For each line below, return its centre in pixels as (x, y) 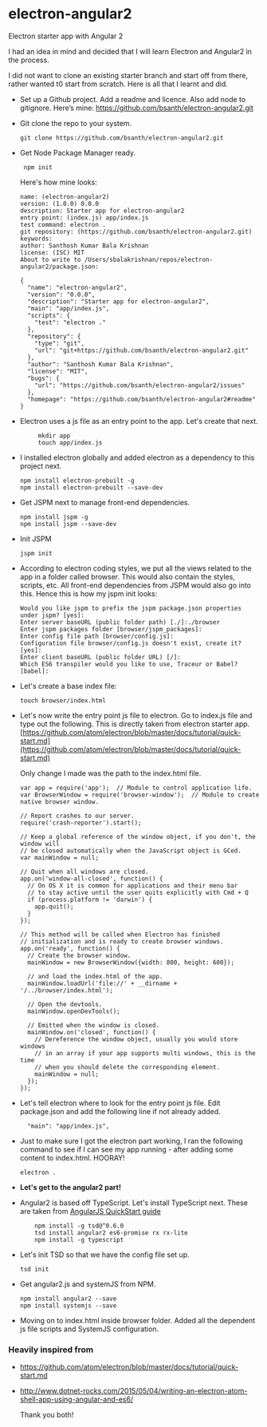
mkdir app (54, 436)
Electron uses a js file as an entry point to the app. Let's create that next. (139, 421)
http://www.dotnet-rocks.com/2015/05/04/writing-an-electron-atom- (133, 1391)
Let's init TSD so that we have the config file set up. (104, 1255)
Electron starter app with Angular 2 (66, 36)
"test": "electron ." (70, 322)
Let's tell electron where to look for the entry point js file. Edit (120, 1103)
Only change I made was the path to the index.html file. (110, 773)
